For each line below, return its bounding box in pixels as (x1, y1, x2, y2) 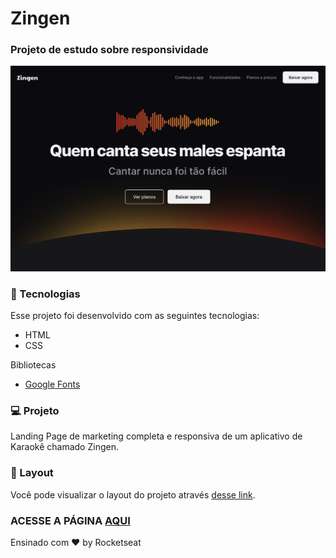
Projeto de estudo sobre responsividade (10, 43, 209, 57)
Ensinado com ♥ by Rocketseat (10, 536, 142, 548)
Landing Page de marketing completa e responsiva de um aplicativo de (10, 430, 303, 442)
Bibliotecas (10, 359, 57, 371)
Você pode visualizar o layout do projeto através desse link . (10, 488, 256, 501)
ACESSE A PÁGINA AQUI (10, 513, 131, 527)
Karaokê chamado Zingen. (10, 441, 119, 453)
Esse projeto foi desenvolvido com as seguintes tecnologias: (10, 310, 260, 322)
